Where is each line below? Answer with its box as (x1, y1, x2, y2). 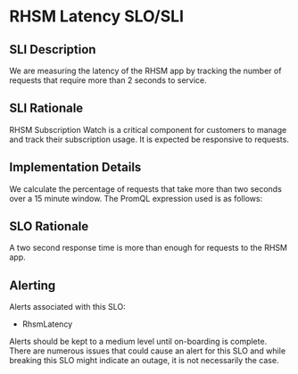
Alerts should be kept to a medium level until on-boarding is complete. (9, 337, 268, 347)
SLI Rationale (9, 101, 84, 116)
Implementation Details (9, 160, 142, 175)
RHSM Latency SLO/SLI (9, 6, 185, 27)
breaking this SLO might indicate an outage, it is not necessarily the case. (9, 355, 279, 366)
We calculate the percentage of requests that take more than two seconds (9, 183, 283, 194)
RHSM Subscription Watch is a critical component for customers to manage (9, 124, 287, 135)
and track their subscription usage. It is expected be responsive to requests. (9, 134, 290, 145)
